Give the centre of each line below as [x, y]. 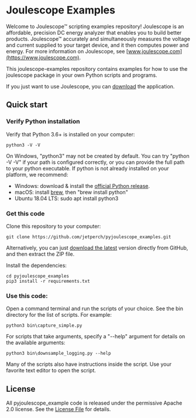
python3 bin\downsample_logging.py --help [59, 354]
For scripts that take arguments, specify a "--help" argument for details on [96, 337]
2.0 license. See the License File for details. [59, 409]
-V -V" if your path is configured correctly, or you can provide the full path [95, 162]
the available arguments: [36, 342]
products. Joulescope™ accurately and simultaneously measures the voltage [98, 39]
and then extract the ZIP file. [40, 254]
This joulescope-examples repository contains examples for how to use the [97, 68]
